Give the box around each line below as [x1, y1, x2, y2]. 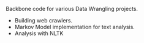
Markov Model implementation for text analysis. [14, 24, 135, 30]
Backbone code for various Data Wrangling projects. [6, 5, 138, 12]
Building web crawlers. [14, 17, 73, 24]
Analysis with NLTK [14, 30, 64, 37]
